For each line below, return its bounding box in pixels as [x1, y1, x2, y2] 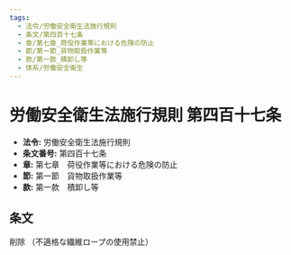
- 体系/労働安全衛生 [17, 64, 84, 73]
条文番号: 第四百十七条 [22, 148, 107, 159]
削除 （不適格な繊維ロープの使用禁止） [9, 236, 154, 247]
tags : [9, 13, 30, 23]
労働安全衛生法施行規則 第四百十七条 [9, 105, 282, 126]
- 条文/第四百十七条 [17, 30, 84, 39]
